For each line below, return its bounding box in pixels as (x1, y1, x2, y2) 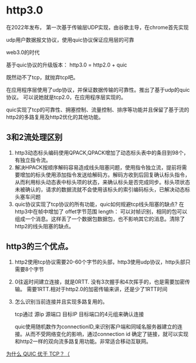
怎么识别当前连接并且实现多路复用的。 (14, 298, 108, 305)
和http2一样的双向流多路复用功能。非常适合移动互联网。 (14, 338, 152, 345)
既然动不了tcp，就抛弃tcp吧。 (6, 74, 79, 81)
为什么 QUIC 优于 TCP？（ (6, 350, 70, 357)
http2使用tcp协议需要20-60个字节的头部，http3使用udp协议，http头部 (14, 258, 185, 265)
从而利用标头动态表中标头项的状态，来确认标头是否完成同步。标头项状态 (14, 178, 190, 185)
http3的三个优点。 (6, 242, 74, 252)
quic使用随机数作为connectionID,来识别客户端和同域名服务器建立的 (14, 323, 178, 330)
